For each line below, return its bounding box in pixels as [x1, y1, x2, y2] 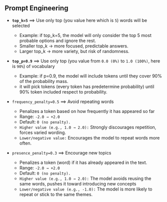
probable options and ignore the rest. [19, 37, 96, 43]
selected [11, 22, 30, 28]
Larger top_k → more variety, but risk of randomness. [19, 48, 129, 54]
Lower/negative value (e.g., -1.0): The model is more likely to [19, 186, 153, 192]
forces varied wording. [19, 129, 66, 135]
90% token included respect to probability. [19, 88, 108, 94]
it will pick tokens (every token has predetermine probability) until [19, 83, 154, 89]
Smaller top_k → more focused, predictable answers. [19, 42, 128, 49]
